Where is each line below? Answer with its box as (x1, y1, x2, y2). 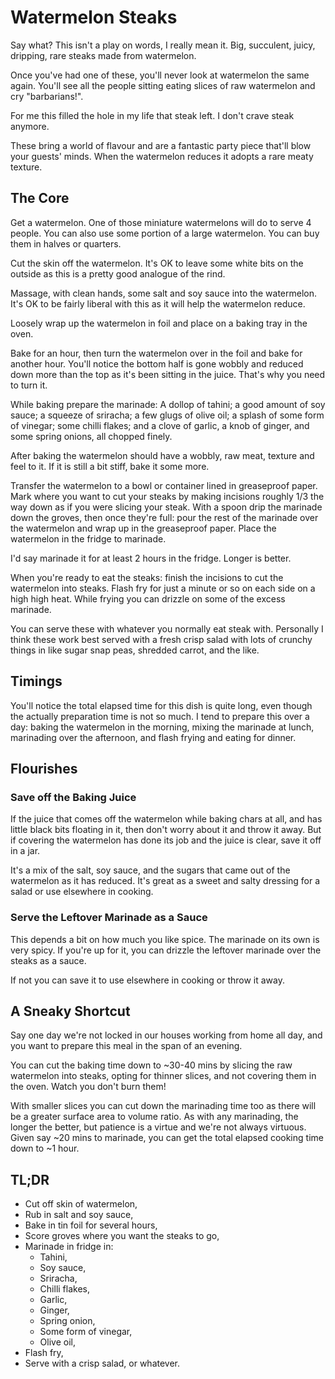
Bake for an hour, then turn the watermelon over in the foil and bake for (10, 347, 303, 359)
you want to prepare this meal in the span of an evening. (10, 1040, 243, 1052)
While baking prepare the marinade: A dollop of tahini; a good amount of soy (10, 398, 326, 410)
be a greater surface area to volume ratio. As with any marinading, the (10, 1111, 299, 1123)
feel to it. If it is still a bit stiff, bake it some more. (10, 460, 210, 472)
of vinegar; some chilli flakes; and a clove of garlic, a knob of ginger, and (10, 419, 310, 431)
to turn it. (10, 379, 48, 391)
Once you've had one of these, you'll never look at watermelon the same (10, 69, 310, 81)
